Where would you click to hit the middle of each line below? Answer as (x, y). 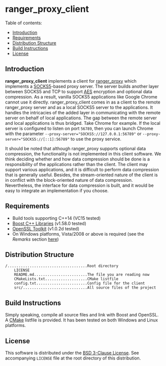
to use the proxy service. (96, 139)
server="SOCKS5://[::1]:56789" (37, 139)
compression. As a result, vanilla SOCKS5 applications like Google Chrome (81, 97)
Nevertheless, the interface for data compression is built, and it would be (80, 185)
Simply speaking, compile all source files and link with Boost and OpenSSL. (82, 315)
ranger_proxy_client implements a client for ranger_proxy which (71, 81)
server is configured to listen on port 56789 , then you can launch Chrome (79, 128)
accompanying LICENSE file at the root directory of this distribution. (73, 358)
